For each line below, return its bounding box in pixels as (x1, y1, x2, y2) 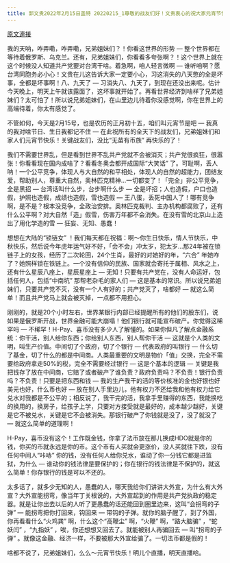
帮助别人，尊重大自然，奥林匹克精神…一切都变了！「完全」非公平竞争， (18, 176, 222, 184)
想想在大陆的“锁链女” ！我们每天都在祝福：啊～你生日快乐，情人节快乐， (7, 234, 212, 242)
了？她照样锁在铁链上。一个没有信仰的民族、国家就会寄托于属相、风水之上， (7, 259, 223, 267)
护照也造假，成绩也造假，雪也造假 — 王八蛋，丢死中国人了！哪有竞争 (18, 193, 214, 201)
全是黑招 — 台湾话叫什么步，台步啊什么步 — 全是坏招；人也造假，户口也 (7, 184, 212, 192)
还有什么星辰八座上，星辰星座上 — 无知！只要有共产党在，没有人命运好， (7, 268, 214, 276)
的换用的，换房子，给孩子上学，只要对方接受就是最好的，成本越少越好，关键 (7, 402, 223, 410)
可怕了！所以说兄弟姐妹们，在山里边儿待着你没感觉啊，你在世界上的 (30, 95, 223, 103)
